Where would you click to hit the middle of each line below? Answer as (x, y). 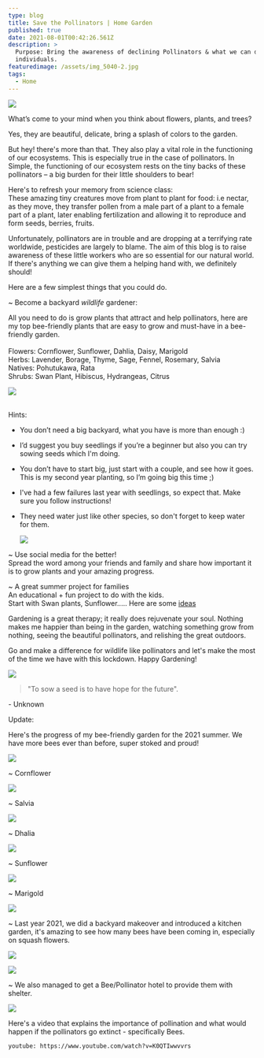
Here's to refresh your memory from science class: (91, 189)
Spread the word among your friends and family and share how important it (130, 562)
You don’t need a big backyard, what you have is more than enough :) (132, 429)
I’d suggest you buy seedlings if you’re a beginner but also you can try (133, 445)
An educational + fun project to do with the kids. (86, 595)
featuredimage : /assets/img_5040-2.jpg (73, 67)
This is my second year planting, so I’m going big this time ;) (117, 477)
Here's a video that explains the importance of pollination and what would (127, 1023)
